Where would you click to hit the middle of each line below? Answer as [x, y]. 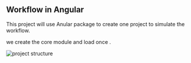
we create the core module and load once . [59, 42]
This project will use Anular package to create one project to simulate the [95, 24]
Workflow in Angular [45, 10]
